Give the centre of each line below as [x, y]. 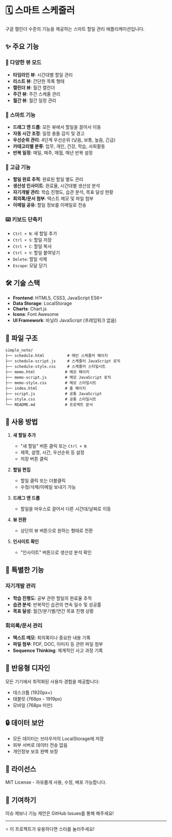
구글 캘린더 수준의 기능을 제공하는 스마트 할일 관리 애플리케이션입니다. [75, 29]
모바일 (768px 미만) [33, 705]
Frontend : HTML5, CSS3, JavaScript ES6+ [58, 298]
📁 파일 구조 [22, 338]
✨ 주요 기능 [22, 47]
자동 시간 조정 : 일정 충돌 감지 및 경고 [49, 133]
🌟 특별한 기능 [25, 570]
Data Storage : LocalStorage [42, 304]
